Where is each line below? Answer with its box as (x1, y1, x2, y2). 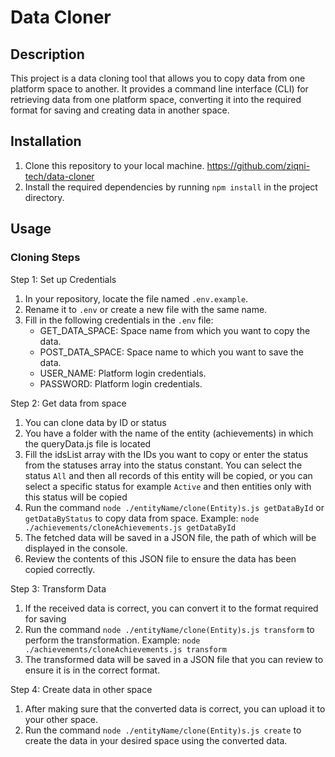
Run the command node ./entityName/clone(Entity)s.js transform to (24, 623, 315, 635)
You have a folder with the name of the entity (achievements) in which (24, 427, 314, 439)
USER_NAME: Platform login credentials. (39, 367, 207, 379)
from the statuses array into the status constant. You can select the (24, 459, 303, 471)
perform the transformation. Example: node (24, 634, 201, 646)
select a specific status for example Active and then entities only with (24, 480, 312, 492)
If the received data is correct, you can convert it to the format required (24, 602, 319, 614)
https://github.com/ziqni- (206, 159, 311, 171)
